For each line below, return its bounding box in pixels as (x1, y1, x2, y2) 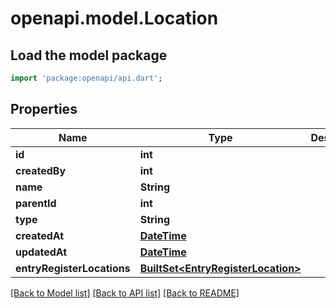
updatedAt (15, 245, 68, 259)
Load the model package (10, 47, 168, 64)
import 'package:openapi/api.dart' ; (10, 73, 163, 83)
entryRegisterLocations (15, 261, 131, 275)
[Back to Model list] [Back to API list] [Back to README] (10, 287, 240, 299)
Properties (10, 101, 78, 118)
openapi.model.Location (10, 7, 219, 30)
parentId (15, 196, 57, 210)
